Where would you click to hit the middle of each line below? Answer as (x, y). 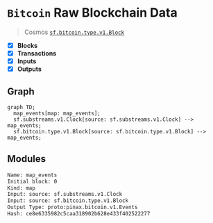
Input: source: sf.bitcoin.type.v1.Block (68, 201)
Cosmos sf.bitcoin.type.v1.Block (74, 32)
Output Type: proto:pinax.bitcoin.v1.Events (73, 207)
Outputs (29, 69)
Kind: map (22, 188)
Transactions (37, 53)
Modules (27, 159)
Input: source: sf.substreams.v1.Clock (65, 195)
